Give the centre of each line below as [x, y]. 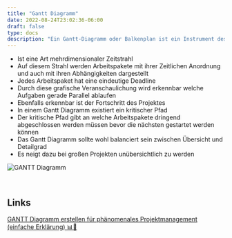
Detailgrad [32, 147]
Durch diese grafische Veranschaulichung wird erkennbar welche [110, 88]
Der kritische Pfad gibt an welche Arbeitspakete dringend [99, 117]
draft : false [26, 26]
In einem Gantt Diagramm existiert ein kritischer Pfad [92, 110]
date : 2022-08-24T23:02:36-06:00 [55, 20]
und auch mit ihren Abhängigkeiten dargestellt [83, 74]
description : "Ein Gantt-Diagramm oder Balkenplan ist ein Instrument [111, 39]
